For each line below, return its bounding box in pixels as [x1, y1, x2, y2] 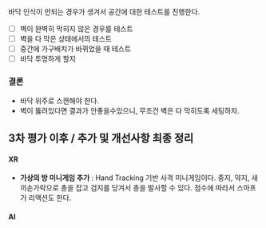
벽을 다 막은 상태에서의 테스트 [19, 34, 112, 44]
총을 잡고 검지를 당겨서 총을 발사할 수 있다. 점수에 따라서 [61, 183, 236, 193]
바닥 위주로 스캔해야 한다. [19, 95, 100, 106]
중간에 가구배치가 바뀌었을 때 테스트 [19, 44, 132, 54]
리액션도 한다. [28, 193, 72, 202]
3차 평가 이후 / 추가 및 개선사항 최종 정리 [8, 131, 194, 145]
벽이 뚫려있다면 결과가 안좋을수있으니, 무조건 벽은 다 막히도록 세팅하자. [19, 106, 240, 115]
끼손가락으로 [19, 183, 60, 193]
